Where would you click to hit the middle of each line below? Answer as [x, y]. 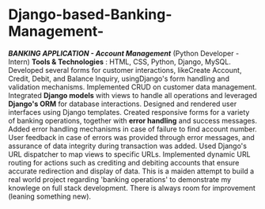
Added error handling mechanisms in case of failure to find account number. [132, 129]
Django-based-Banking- [90, 15]
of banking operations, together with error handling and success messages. [132, 120]
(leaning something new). [50, 196]
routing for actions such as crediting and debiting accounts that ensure [124, 162]
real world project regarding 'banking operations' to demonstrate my [120, 179]
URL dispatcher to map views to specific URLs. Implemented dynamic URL [129, 154]
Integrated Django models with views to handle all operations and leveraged [132, 95]
